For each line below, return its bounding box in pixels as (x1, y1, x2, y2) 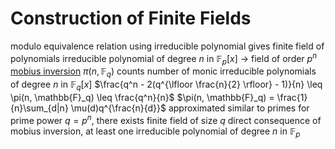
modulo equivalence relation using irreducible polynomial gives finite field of (10, 40, 325, 52)
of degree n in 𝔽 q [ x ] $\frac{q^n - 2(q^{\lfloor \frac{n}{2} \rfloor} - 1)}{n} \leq (10, 78, 323, 92)
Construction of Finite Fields (10, 7, 252, 30)
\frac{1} (276, 91, 308, 103)
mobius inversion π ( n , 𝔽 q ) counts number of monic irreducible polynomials (10, 65, 317, 80)
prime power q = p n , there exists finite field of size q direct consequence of (10, 112, 322, 126)
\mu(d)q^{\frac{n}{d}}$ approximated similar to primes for (70, 102, 310, 114)
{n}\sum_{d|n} (10, 102, 69, 114)
